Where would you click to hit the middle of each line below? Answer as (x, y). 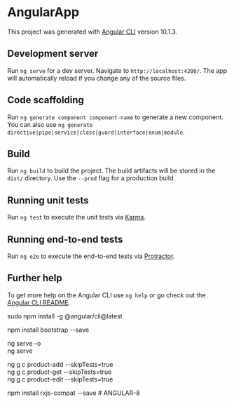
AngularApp (43, 12)
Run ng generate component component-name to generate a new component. (116, 117)
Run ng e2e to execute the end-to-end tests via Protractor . (91, 256)
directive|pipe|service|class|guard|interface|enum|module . (96, 132)
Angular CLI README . (39, 302)
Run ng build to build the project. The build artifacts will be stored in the (111, 171)
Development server (53, 54)
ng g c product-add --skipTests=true (60, 364)
